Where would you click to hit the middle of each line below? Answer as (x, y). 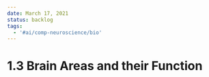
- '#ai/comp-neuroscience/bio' (58, 32)
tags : (15, 26)
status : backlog (30, 20)
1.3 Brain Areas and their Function (105, 66)
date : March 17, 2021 (38, 13)
